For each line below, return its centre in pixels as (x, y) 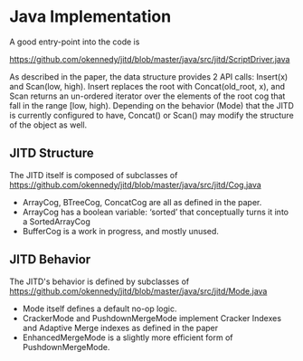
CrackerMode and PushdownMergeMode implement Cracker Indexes (152, 318)
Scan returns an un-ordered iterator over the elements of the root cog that (147, 96)
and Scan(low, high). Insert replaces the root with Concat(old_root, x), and (147, 86)
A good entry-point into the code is (75, 42)
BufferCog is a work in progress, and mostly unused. (121, 231)
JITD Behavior (50, 260)
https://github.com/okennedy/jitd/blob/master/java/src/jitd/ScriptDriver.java (150, 59)
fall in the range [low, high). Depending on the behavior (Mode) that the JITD (151, 105)
